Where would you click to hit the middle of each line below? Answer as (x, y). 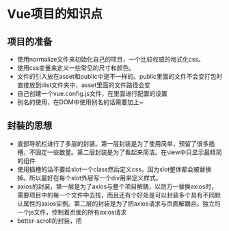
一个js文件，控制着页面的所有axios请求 (72, 212)
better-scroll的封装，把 (49, 221)
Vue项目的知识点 (55, 14)
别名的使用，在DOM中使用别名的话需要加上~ (80, 102)
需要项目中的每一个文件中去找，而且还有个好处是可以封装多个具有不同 (116, 195)
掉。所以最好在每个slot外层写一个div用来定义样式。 (89, 178)
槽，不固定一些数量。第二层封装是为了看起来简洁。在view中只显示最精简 (119, 152)
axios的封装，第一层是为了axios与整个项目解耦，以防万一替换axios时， (117, 186)
